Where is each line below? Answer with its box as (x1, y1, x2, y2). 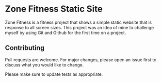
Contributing (5, 44, 45, 52)
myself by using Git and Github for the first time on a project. (5, 30, 126, 35)
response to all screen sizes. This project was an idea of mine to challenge (5, 24, 154, 30)
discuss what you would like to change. (5, 62, 84, 67)
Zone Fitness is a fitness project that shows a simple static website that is (5, 19, 152, 25)
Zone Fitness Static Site (5, 3, 103, 15)
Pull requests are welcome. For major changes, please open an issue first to (5, 57, 157, 63)
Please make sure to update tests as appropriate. (5, 71, 103, 77)
